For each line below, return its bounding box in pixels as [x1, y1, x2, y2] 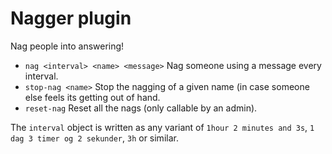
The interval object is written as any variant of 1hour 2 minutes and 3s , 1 [10, 121, 315, 133]
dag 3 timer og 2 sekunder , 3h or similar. [10, 132, 179, 144]
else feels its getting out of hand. [24, 91, 161, 103]
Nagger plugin [10, 7, 132, 30]
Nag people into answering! [10, 40, 125, 52]
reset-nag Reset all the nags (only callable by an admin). [24, 102, 258, 114]
